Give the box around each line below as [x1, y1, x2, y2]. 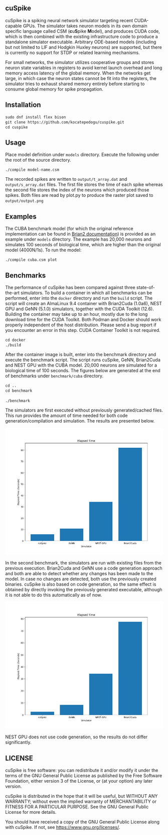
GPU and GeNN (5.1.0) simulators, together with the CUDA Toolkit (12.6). [5, 306, 154, 312]
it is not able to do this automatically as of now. [5, 592, 102, 598]
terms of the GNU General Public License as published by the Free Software [5, 773, 162, 779]
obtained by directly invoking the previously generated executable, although [5, 587, 162, 593]
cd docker [5, 337, 26, 343]
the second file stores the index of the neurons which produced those [5, 187, 149, 193]
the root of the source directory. [5, 157, 71, 163]
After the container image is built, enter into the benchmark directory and [5, 352, 156, 358]
